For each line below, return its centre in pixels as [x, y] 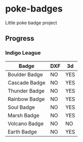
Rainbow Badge [26, 99]
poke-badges [34, 9]
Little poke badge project [31, 23]
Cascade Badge [27, 83]
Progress [20, 39]
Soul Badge [21, 107]
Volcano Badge [26, 123]
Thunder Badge [26, 91]
